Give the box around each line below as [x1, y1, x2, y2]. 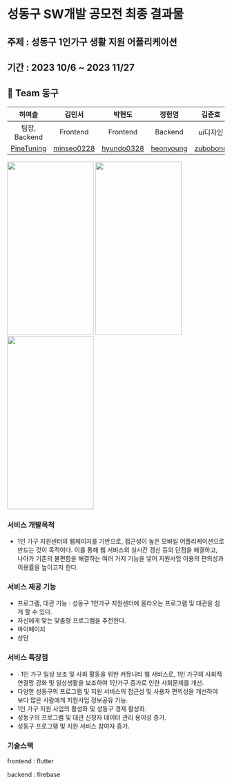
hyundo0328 [101, 143, 145, 153]
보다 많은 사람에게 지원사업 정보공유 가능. [17, 695, 128, 704]
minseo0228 [52, 143, 95, 153]
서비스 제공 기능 [7, 582, 57, 591]
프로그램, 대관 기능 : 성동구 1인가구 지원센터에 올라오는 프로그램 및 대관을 [17, 599, 213, 607]
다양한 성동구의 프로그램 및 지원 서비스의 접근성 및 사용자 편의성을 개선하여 [17, 687, 219, 695]
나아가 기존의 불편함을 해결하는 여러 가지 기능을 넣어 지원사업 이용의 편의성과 [17, 555, 224, 563]
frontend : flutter [7, 756, 54, 765]
